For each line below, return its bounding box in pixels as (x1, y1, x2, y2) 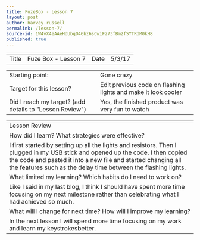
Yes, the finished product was (100, 98, 183, 106)
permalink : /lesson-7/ (6, 25, 62, 32)
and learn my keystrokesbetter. (9, 225, 96, 232)
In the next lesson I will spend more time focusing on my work (9, 217, 182, 225)
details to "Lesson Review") (9, 105, 86, 113)
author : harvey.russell (6, 20, 65, 26)
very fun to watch (100, 105, 149, 113)
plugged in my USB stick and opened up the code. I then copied (9, 148, 187, 157)
